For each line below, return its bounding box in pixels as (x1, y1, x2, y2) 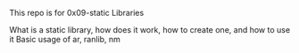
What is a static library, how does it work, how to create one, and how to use (9, 25, 291, 34)
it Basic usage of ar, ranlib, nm (9, 34, 120, 44)
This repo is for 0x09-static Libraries (9, 8, 145, 18)
